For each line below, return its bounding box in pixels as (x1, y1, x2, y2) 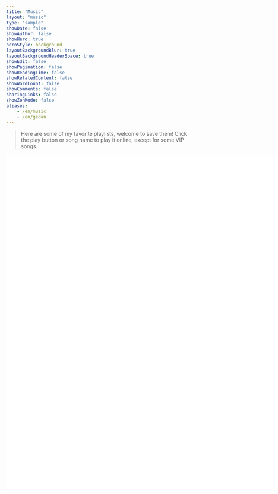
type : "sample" (6, 20, 44, 26)
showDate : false (6, 25, 46, 32)
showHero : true (6, 36, 44, 42)
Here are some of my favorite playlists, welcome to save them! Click (20, 130, 187, 137)
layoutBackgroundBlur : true (6, 48, 76, 54)
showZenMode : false (6, 97, 55, 103)
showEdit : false (6, 58, 46, 64)
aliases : (6, 102, 28, 109)
